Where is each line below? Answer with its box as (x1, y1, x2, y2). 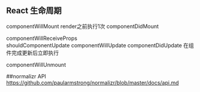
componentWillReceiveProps (6, 35, 78, 42)
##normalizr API (6, 72, 47, 79)
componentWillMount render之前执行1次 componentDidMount (6, 23, 159, 30)
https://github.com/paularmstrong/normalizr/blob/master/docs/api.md (6, 79, 179, 86)
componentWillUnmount (6, 61, 66, 68)
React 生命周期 (6, 5, 62, 16)
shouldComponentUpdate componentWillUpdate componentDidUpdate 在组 (6, 41, 195, 49)
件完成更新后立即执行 (6, 49, 59, 56)
